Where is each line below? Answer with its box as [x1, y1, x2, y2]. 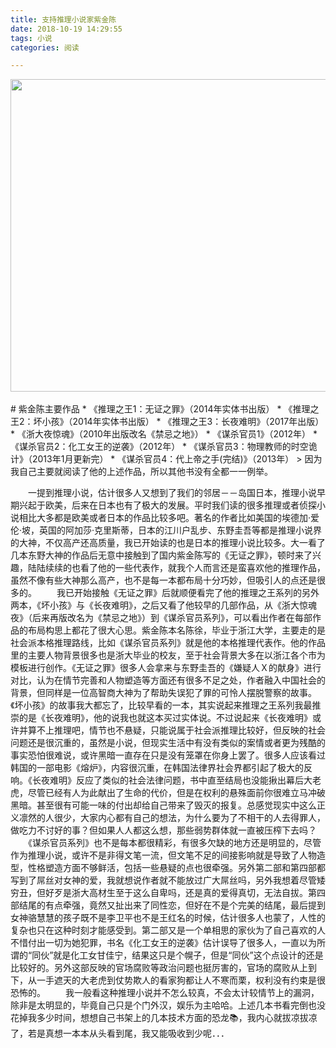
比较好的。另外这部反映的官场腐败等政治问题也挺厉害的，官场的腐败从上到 [10, 962, 317, 974]
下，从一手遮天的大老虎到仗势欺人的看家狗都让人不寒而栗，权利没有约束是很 [10, 974, 326, 986]
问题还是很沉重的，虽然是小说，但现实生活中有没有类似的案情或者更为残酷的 [10, 737, 326, 749]
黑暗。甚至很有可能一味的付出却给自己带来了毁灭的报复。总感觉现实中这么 [10, 799, 317, 811]
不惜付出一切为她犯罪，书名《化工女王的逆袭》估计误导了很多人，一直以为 [10, 937, 317, 949]
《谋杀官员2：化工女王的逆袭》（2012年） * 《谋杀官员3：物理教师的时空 [10, 441, 309, 453]
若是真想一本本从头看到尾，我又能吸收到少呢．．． [27, 1027, 230, 1040]
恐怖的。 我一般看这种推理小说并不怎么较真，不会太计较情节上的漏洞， [10, 987, 320, 999]
